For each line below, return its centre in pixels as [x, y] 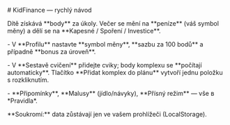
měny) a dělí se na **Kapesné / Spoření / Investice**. [84, 31]
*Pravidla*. [23, 101]
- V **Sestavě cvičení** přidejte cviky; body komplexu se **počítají [105, 65]
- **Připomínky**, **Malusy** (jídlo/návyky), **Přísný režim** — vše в [111, 93]
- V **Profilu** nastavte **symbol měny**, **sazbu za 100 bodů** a [105, 44]
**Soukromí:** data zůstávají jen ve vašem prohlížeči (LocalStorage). [107, 114]
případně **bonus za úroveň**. [52, 52]
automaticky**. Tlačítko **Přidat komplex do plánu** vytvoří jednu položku [115, 73]
